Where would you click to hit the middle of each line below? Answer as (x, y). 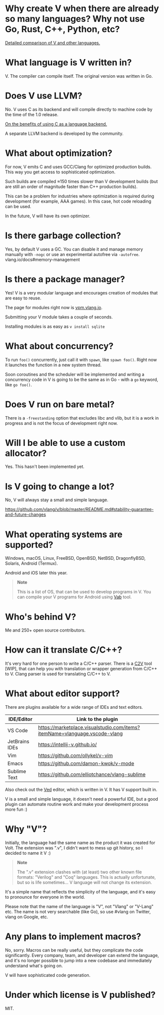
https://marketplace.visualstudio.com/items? (89, 727)
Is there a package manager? (65, 279)
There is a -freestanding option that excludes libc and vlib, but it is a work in (82, 418)
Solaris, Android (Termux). (31, 563)
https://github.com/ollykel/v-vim (76, 756)
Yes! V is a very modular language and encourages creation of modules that (81, 293)
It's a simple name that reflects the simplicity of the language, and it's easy (80, 892)
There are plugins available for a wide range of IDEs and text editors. (74, 707)
